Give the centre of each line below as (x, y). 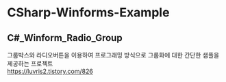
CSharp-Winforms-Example (88, 13)
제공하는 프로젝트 (30, 64)
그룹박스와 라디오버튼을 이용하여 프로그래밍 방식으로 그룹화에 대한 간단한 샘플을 (113, 55)
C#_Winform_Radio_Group (65, 38)
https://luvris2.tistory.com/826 (50, 71)
